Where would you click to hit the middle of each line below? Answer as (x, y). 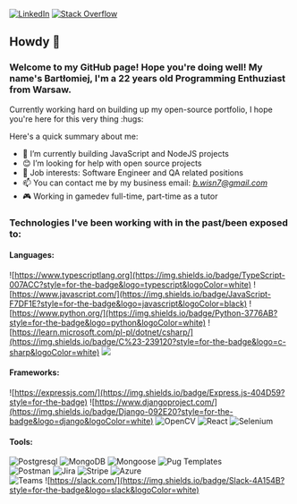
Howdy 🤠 (35, 42)
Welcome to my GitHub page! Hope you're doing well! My (136, 67)
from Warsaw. (40, 90)
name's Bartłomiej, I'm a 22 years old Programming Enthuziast (148, 79)
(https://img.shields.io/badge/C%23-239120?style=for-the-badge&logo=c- (148, 341)
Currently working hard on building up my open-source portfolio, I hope (141, 109)
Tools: (21, 441)
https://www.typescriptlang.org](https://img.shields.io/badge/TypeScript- (150, 275)
